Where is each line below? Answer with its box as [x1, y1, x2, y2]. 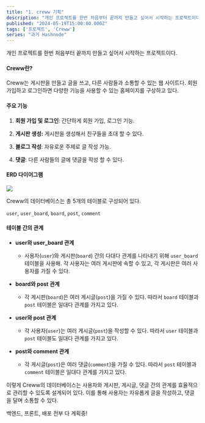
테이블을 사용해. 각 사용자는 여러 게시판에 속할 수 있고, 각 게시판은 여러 [24, 260, 192, 267]
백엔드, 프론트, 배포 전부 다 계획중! [6, 410, 88, 417]
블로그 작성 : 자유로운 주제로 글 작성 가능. [15, 143, 111, 150]
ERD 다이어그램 [6, 171, 43, 178]
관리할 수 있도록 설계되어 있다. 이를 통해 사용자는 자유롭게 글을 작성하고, [12, 389, 184, 396]
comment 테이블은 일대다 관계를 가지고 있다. [24, 368, 127, 375]
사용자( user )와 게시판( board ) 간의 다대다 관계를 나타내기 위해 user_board [24, 252, 198, 259]
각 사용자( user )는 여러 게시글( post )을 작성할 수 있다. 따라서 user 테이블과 [24, 327, 198, 334]
